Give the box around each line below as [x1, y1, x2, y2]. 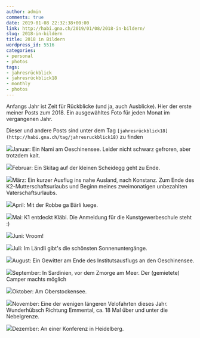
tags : [6, 64, 20, 70]
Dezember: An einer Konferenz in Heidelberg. [12, 325, 124, 332]
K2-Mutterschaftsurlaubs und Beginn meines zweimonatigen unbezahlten [6, 182, 188, 190]
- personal [6, 53, 33, 59]
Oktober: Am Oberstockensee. [12, 287, 87, 295]
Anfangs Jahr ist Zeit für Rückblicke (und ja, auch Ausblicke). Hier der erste [6, 103, 192, 110]
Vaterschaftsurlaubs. [6, 189, 58, 196]
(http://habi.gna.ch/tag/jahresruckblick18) [6, 134, 119, 140]
